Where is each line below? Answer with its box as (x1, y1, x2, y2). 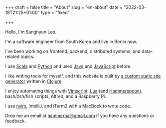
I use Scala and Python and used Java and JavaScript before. (5, 63, 132, 69)
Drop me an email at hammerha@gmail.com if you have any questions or (5, 112, 155, 118)
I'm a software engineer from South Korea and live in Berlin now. (5, 38, 137, 44)
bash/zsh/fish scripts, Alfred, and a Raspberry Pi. (5, 93, 106, 99)
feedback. (5, 118, 26, 124)
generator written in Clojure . (5, 78, 63, 84)
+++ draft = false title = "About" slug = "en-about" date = (5, 4, 123, 10)
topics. (20, 53, 35, 59)
